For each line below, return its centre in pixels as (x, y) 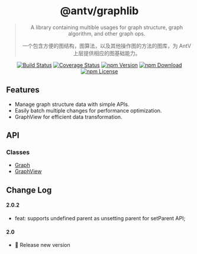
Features (23, 90)
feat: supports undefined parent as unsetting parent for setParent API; (100, 218)
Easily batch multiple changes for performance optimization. (88, 110)
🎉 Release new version (42, 245)
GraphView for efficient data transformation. (68, 117)
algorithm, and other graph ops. (107, 33)
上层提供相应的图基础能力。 (107, 53)
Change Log (29, 190)
